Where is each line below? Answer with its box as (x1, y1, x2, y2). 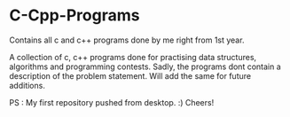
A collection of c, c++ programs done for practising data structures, (9, 51, 257, 62)
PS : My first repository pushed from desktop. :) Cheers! (9, 97, 215, 107)
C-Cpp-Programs (9, 5, 140, 26)
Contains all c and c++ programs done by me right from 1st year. (9, 35, 245, 45)
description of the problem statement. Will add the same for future (9, 70, 251, 81)
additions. (9, 80, 46, 90)
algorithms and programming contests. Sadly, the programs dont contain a (9, 61, 281, 72)
